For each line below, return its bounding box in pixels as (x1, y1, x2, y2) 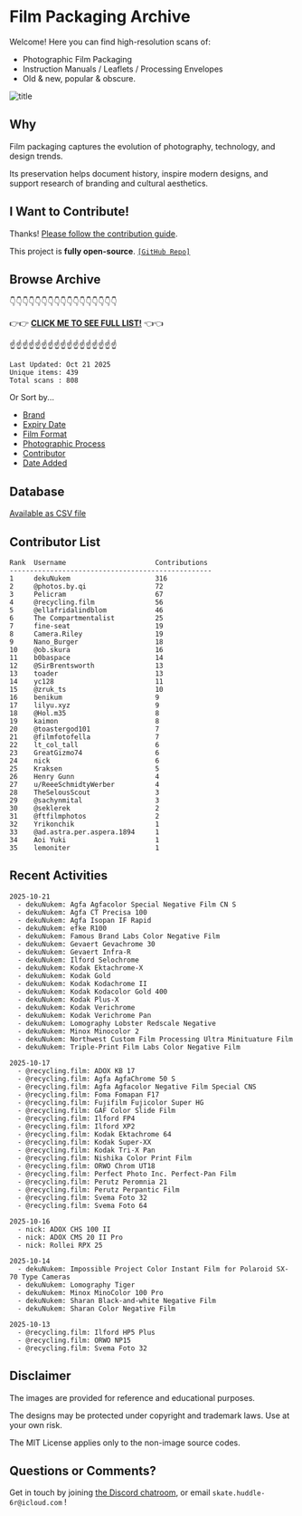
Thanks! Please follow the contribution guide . (9, 228, 178, 239)
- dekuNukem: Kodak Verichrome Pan (17, 1011, 152, 1020)
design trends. (9, 150, 63, 161)
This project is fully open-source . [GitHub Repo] (9, 245, 191, 256)
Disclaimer (9, 1368, 71, 1384)
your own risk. (9, 1419, 63, 1430)
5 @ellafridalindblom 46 (9, 606, 165, 615)
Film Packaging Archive (9, 6, 191, 27)
